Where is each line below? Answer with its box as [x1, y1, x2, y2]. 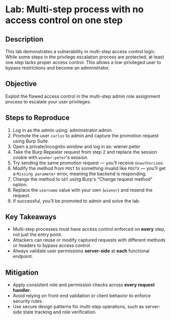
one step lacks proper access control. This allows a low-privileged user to [5, 59, 161, 65]
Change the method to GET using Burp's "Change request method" [12, 176, 153, 182]
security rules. [12, 298, 44, 304]
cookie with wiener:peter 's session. [12, 154, 89, 160]
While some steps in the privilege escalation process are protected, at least [5, 54, 164, 60]
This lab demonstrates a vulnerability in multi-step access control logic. [5, 49, 156, 54]
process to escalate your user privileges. [5, 98, 91, 104]
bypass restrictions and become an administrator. [5, 65, 110, 71]
